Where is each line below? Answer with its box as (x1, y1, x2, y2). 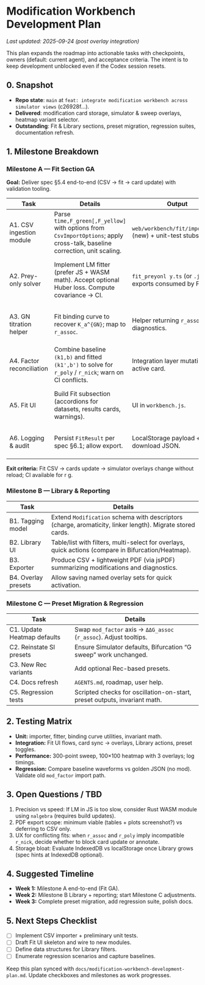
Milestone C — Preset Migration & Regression (6, 599, 144, 608)
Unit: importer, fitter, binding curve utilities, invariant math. (15, 732, 163, 740)
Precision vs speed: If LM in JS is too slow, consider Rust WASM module (15, 805, 197, 813)
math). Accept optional (54, 276, 120, 284)
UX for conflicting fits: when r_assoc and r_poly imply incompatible (15, 832, 185, 839)
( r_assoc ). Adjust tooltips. (74, 633, 148, 641)
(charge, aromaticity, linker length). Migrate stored (51, 520, 195, 529)
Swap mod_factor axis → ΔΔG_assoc (74, 625, 174, 634)
